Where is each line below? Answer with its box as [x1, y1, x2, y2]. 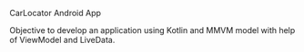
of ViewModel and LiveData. [9, 35, 116, 45]
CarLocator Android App [9, 8, 102, 18]
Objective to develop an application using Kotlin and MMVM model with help [9, 25, 296, 35]
